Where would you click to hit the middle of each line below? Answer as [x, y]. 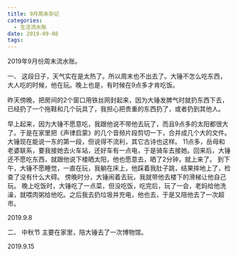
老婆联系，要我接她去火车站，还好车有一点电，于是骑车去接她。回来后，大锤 [119, 151]
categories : [25, 21]
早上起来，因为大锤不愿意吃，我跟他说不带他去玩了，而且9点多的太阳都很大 [118, 124]
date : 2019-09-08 [33, 34]
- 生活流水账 [30, 27]
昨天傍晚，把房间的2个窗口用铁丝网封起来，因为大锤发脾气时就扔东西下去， [118, 100]
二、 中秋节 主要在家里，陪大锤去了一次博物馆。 [77, 232]
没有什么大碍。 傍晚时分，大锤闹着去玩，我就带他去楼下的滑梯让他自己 [123, 177]
